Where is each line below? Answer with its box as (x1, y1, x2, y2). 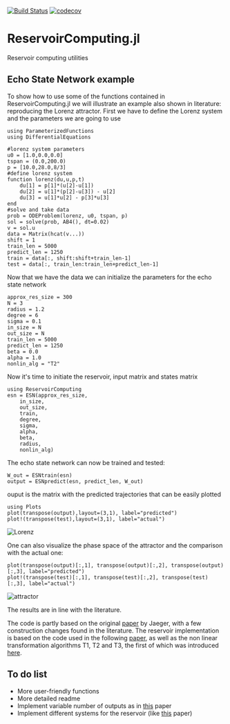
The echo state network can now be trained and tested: (7, 458, 166, 467)
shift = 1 (7, 236, 36, 244)
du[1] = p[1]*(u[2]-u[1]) (19, 182, 95, 189)
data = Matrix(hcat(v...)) (7, 230, 85, 237)
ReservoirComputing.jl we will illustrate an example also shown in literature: (7, 99, 222, 107)
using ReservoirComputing (7, 386, 82, 392)
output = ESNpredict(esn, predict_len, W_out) (7, 478, 144, 485)
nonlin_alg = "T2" (7, 360, 60, 367)
